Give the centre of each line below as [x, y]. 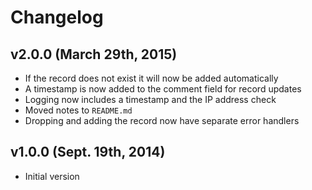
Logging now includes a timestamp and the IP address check [150, 99]
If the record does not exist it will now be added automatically [151, 78]
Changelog [57, 17]
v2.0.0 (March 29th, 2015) [94, 54]
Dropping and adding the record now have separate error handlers [162, 120]
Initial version [52, 176]
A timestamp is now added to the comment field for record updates [163, 89]
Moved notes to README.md [78, 110]
